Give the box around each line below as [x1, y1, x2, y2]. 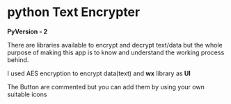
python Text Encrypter [7, 4, 141, 20]
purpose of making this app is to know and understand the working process [7, 48, 225, 57]
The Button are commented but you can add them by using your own [7, 82, 205, 91]
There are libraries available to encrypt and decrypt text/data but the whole [7, 40, 223, 49]
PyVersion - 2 [7, 27, 48, 36]
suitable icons [7, 90, 47, 98]
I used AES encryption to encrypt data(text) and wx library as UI [7, 69, 191, 77]
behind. [7, 55, 29, 64]
